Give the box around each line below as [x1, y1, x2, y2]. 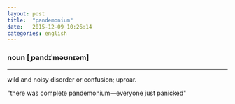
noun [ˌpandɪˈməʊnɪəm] [7, 53, 90, 63]
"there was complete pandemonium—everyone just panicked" [7, 89, 187, 97]
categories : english [7, 29, 68, 37]
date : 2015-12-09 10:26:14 [7, 23, 92, 30]
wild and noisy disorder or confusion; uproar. [7, 75, 137, 84]
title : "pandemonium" [7, 17, 73, 24]
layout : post [7, 10, 45, 17]
